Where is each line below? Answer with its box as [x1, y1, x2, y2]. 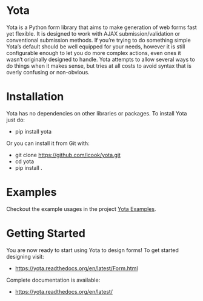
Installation [6, 90, 64, 103]
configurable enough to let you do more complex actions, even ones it [6, 49, 181, 56]
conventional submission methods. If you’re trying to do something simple [6, 36, 191, 44]
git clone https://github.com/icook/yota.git [15, 151, 121, 158]
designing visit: [6, 253, 44, 260]
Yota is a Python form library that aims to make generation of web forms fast [6, 24, 197, 31]
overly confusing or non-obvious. [6, 68, 90, 76]
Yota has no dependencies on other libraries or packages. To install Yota [6, 109, 187, 117]
